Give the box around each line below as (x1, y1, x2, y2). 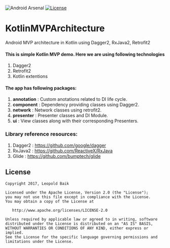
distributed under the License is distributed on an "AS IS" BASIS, (5, 222, 153, 227)
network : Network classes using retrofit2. (12, 107, 102, 113)
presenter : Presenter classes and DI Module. (12, 113, 108, 119)
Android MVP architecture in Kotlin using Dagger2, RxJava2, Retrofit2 (5, 39, 151, 45)
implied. (5, 230, 24, 235)
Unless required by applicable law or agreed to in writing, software (5, 217, 158, 222)
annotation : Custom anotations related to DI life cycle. (12, 96, 128, 102)
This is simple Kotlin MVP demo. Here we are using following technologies (5, 51, 165, 57)
